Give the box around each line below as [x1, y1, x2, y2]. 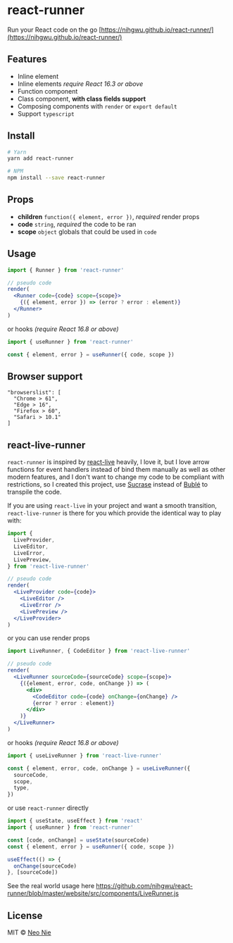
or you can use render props [7, 634, 90, 642]
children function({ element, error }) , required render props [17, 212, 200, 220]
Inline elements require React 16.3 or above [17, 80, 144, 88]
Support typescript [17, 109, 75, 118]
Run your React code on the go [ [7, 25, 102, 34]
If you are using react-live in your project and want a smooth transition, [7, 501, 217, 510]
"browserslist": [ [7, 389, 61, 396]
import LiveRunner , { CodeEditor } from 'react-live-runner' [7, 647, 191, 655]
